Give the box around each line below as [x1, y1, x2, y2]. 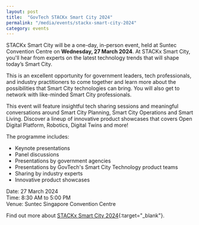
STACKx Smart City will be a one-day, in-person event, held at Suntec [6, 42, 177, 49]
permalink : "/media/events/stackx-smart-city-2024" [6, 20, 137, 26]
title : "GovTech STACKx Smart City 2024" [6, 14, 113, 20]
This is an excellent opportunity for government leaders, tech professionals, [6, 72, 192, 79]
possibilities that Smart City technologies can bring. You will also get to [6, 85, 180, 92]
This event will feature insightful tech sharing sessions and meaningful [6, 102, 179, 110]
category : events [6, 25, 49, 32]
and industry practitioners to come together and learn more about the [6, 79, 176, 86]
